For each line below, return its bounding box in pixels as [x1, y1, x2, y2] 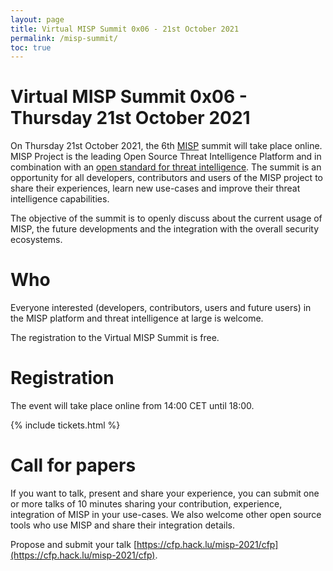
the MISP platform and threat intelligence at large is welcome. [10, 312, 264, 325]
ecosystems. [10, 234, 63, 246]
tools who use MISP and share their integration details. [10, 519, 235, 531]
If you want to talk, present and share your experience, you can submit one [10, 487, 320, 499]
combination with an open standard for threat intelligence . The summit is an [10, 161, 322, 173]
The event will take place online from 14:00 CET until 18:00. [10, 400, 255, 412]
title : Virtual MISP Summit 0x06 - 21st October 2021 [10, 24, 240, 34]
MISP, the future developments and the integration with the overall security [10, 223, 320, 235]
